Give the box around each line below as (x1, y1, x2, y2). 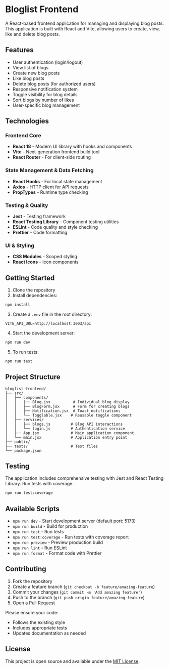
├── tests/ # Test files (5, 444, 98, 449)
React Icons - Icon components (12, 259, 79, 265)
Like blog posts (12, 75, 44, 81)
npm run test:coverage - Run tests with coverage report (12, 534, 129, 540)
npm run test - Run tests (12, 529, 64, 535)
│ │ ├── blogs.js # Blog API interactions (5, 422, 123, 427)
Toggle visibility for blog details (12, 91, 78, 97)
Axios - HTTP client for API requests (12, 184, 89, 190)
